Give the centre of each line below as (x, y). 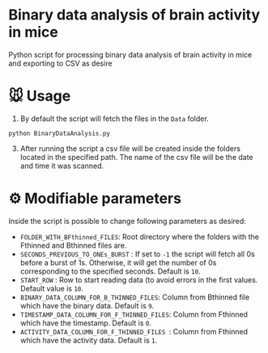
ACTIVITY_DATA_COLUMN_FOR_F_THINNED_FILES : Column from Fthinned (134, 331)
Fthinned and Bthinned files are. (73, 245)
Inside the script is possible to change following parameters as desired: (128, 221)
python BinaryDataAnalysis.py (60, 133)
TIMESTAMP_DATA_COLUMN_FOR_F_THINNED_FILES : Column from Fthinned (134, 314)
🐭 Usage (40, 96)
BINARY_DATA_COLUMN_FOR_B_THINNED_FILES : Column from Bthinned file (135, 297)
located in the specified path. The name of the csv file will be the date (136, 157)
